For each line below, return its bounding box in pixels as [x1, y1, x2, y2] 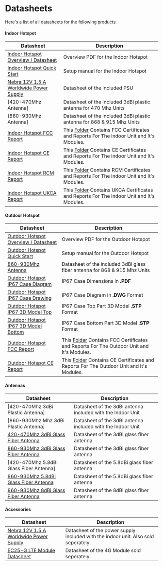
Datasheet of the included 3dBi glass [61, 261, 146, 268]
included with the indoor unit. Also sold [65, 533, 154, 540]
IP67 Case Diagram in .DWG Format [61, 292, 144, 299]
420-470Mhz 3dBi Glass [7, 431, 65, 438]
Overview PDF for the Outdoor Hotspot [61, 236, 150, 243]
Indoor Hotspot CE [7, 150, 50, 156]
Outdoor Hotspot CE [7, 360, 54, 367]
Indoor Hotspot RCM [7, 170, 54, 176]
